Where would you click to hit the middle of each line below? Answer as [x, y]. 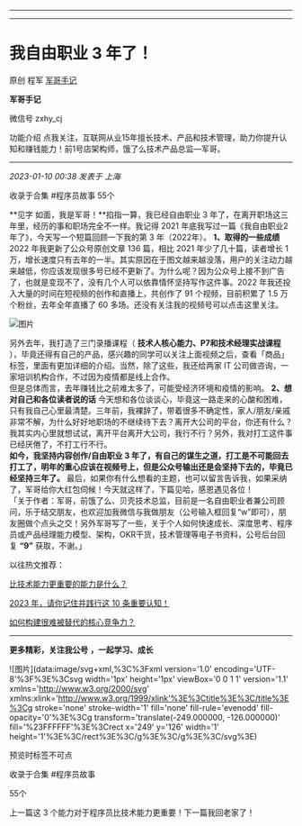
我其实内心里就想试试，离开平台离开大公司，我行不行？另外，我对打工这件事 [151, 432]
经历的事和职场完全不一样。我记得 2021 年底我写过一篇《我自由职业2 [161, 225]
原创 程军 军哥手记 [43, 80]
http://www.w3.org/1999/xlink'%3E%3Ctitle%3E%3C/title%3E [173, 698]
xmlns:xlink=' [34, 698]
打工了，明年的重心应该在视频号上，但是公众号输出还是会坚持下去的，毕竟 [147, 467]
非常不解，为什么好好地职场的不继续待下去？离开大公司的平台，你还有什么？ [151, 422]
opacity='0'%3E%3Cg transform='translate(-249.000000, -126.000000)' [145, 717]
